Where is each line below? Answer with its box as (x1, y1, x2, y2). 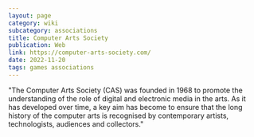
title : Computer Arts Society (8, 33, 109, 42)
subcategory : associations (8, 26, 98, 34)
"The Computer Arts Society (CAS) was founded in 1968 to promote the (8, 85, 243, 95)
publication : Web (8, 41, 66, 49)
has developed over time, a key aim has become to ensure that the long (8, 102, 243, 112)
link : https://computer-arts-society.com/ (8, 49, 151, 57)
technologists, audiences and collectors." (8, 119, 144, 128)
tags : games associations (8, 64, 94, 72)
